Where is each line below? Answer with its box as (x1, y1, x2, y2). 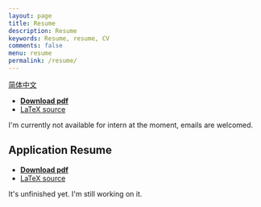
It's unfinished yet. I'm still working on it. (8, 188, 143, 198)
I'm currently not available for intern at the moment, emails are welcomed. (8, 120, 254, 130)
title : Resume (8, 19, 56, 27)
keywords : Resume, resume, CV (8, 34, 110, 43)
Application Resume (8, 143, 113, 157)
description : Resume (8, 27, 78, 35)
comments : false (8, 42, 63, 50)
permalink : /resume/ (8, 57, 78, 65)
